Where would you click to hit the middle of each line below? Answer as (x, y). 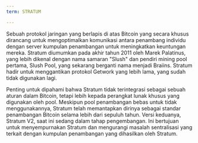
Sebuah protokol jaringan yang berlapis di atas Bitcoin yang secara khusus (98, 34)
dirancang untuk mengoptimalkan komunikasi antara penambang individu (96, 40)
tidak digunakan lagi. (32, 78)
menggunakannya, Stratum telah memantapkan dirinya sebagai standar (94, 108)
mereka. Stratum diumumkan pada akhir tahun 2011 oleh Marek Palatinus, (96, 53)
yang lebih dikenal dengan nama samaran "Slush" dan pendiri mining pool (97, 59)
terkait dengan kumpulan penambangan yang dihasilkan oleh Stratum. (92, 134)
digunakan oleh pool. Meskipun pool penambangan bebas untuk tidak (92, 102)
